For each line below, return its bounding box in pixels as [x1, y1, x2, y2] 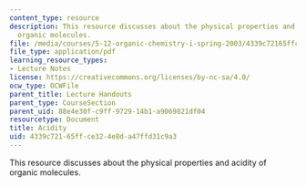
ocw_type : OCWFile [9, 81, 79, 90]
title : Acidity [9, 124, 67, 133]
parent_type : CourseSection [9, 98, 117, 108]
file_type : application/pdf [9, 47, 117, 57]
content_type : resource [9, 13, 100, 23]
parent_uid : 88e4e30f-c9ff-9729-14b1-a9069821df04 [9, 107, 206, 116]
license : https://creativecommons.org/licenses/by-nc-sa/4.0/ [9, 73, 250, 82]
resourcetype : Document [9, 115, 100, 124]
